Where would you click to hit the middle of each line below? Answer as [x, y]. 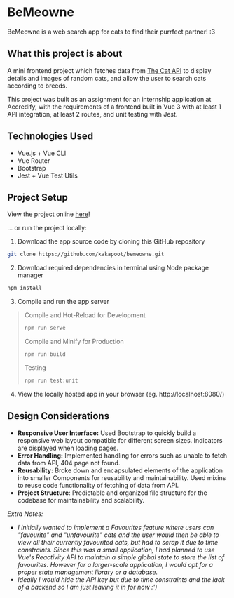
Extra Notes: [25, 514]
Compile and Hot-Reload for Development [85, 315]
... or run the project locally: [47, 228]
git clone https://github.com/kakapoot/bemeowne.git [86, 254]
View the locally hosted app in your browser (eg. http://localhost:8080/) [121, 394]
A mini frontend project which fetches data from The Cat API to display [109, 70]
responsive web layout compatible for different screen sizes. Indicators [120, 440]
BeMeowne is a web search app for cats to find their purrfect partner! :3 [111, 32]
